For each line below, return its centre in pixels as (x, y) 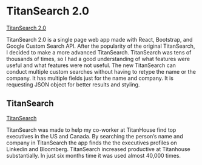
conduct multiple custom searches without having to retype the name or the (101, 71)
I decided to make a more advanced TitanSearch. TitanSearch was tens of (99, 52)
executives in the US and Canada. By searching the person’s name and (95, 136)
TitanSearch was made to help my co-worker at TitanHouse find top (91, 130)
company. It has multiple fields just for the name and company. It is (90, 78)
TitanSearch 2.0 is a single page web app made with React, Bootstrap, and (99, 39)
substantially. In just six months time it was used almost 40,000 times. (93, 155)
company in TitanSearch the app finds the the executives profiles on (92, 143)
